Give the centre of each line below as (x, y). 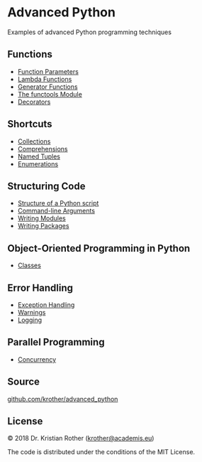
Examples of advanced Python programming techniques (90, 32)
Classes (29, 265)
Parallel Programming (56, 342)
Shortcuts (30, 124)
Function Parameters (48, 71)
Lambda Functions (45, 79)
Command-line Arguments (56, 211)
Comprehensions (43, 149)
